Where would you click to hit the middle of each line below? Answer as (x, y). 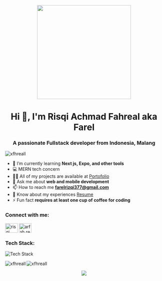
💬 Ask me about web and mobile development (60, 182)
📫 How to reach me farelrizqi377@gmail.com (60, 187)
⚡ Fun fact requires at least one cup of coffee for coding (71, 200)
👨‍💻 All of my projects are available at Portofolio (61, 176)
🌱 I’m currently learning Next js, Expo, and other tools (68, 164)
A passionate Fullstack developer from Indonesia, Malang (84, 143)
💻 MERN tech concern (36, 169)
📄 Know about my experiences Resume (53, 194)
